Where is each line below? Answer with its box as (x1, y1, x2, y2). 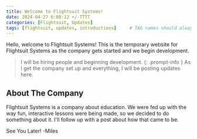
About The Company (6, 88, 84, 98)
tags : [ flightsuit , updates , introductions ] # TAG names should (6, 25, 177, 31)
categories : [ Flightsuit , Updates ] (6, 19, 93, 25)
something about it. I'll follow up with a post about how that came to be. (6, 116, 179, 123)
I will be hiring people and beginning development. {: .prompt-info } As (20, 59, 191, 66)
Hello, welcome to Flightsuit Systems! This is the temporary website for (6, 41, 178, 48)
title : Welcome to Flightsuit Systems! (6, 8, 104, 15)
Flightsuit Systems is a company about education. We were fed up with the (6, 104, 186, 111)
